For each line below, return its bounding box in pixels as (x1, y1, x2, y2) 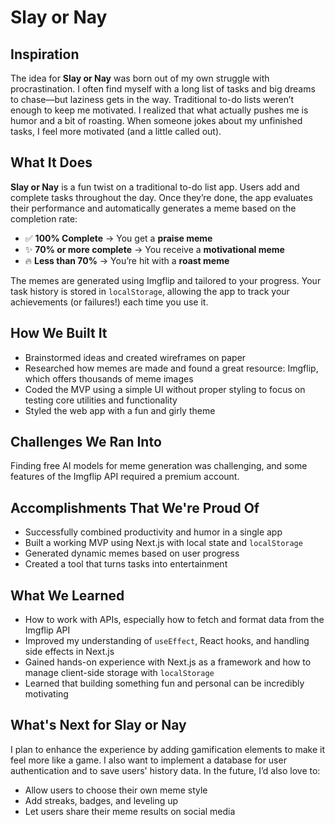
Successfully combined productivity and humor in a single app (24, 526, 283, 538)
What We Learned (10, 587, 125, 604)
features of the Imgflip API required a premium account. (10, 471, 240, 483)
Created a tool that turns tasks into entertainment (24, 558, 228, 570)
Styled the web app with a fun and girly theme (24, 404, 216, 416)
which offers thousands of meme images (24, 372, 194, 385)
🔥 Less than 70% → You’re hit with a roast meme (24, 254, 230, 266)
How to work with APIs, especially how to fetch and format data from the (24, 614, 325, 626)
